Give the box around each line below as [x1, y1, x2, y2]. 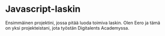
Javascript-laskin [5, 3, 81, 15]
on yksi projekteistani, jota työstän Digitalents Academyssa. [5, 25, 130, 31]
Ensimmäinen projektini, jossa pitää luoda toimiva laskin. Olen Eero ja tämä [5, 20, 160, 26]
